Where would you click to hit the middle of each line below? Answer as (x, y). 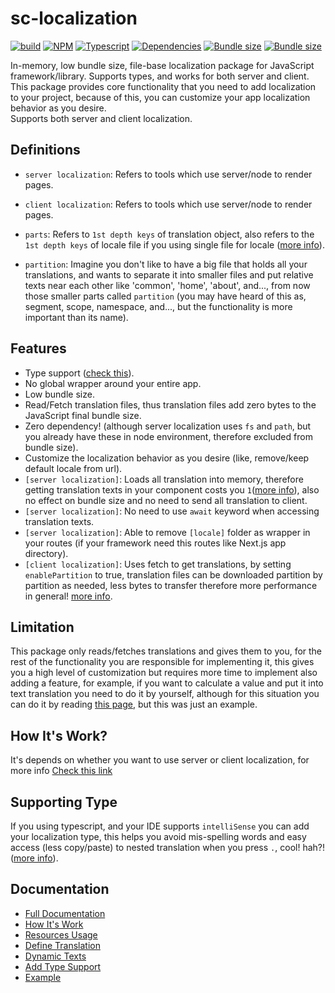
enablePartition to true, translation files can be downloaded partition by (173, 574)
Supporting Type (64, 802)
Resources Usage (61, 934)
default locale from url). (73, 468)
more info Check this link (61, 771)
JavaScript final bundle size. (83, 415)
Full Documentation (65, 913)
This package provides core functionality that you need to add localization (163, 86)
